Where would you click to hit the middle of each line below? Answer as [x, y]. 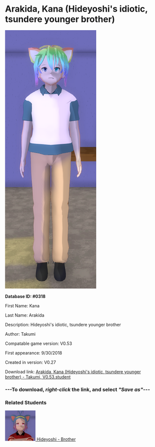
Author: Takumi [20, 334]
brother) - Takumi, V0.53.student [38, 377]
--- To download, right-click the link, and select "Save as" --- [78, 389]
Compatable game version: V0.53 [39, 343]
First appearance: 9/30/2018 [34, 353]
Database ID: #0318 [25, 296]
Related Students [26, 402]
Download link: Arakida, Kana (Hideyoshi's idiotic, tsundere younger [73, 372]
